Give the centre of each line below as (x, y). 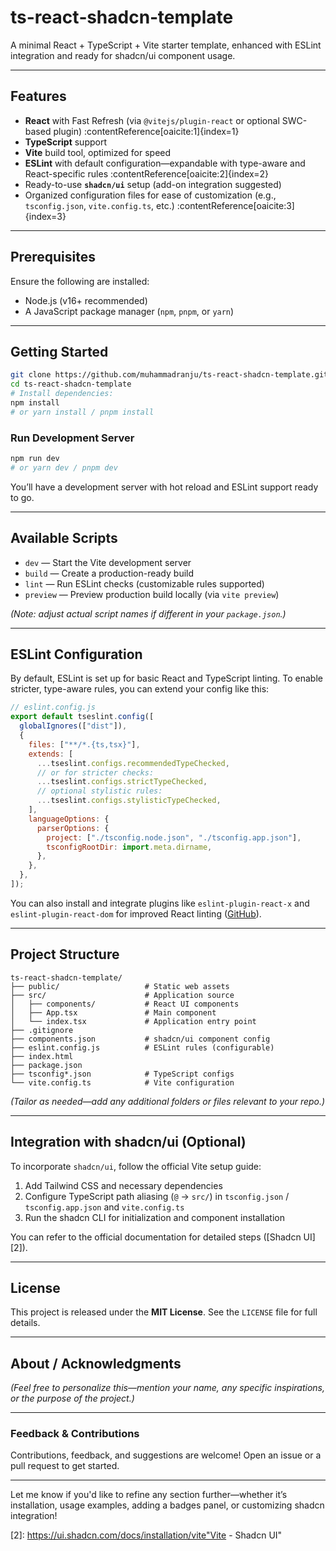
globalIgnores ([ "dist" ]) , (73, 726)
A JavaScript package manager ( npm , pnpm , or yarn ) (129, 311)
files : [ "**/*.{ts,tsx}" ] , (84, 744)
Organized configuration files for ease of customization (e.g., (150, 195)
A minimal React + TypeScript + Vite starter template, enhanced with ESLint (166, 45)
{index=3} (45, 216)
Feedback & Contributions (75, 1434)
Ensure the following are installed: (80, 281)
